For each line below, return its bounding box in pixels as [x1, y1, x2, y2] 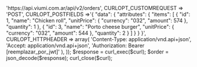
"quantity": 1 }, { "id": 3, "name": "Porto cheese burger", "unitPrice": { [6, 24, 175, 30]
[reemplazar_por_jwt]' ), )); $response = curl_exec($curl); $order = [6, 48, 169, 55]
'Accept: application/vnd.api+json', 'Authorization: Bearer [6, 42, 145, 49]
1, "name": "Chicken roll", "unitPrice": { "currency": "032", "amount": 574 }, [6, 17, 188, 24]
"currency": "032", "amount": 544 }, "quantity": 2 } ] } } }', [6, 29, 146, 36]
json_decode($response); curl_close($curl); [6, 55, 113, 61]
